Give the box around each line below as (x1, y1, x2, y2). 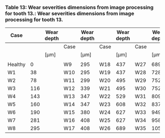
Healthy (7, 61, 26, 68)
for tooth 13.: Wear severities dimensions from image (5, 10, 135, 17)
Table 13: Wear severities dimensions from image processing (5, 4, 154, 11)
